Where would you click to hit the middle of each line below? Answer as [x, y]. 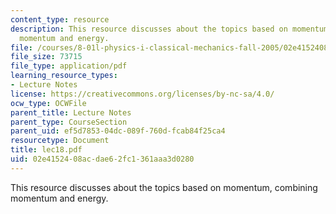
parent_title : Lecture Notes [71, 112]
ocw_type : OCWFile [48, 103]
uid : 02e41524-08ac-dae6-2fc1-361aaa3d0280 [102, 159]
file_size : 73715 [46, 57]
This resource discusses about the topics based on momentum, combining [164, 187]
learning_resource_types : [64, 76]
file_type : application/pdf [69, 66]
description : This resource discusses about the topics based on [149, 29]
